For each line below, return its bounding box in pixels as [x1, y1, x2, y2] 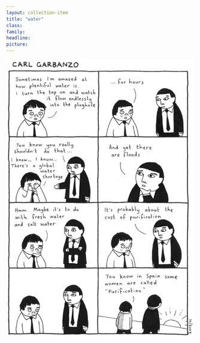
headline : [6, 35, 31, 41]
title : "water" [6, 16, 44, 22]
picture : [6, 41, 28, 47]
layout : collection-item [6, 10, 68, 16]
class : [6, 22, 23, 28]
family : [6, 29, 26, 35]
